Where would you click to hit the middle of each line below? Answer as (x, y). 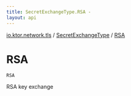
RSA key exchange (30, 87)
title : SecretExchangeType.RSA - (49, 12)
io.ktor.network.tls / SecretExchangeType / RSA (66, 35)
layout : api (21, 18)
